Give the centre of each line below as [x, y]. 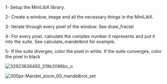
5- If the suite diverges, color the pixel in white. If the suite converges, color [83, 51]
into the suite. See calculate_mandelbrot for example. [60, 41]
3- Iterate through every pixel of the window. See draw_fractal [70, 26]
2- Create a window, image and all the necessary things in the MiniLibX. [79, 17]
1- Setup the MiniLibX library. [35, 7]
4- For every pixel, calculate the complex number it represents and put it [80, 36]
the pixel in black [23, 56]
